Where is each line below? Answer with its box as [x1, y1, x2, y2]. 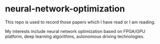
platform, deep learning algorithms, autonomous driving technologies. [5, 33, 144, 39]
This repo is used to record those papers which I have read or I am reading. [5, 19, 156, 25]
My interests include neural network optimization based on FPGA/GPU [5, 28, 145, 34]
